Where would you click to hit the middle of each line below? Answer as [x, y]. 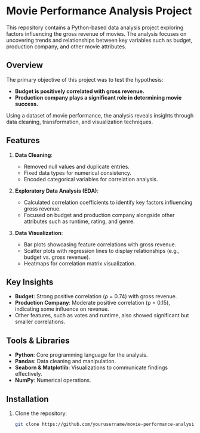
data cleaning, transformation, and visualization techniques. [80, 122]
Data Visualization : [39, 233]
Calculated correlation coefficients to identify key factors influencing [108, 202]
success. [27, 104]
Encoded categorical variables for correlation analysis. [91, 179]
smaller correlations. [40, 322]
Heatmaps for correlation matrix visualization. [80, 263]
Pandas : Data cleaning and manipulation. [65, 361]
